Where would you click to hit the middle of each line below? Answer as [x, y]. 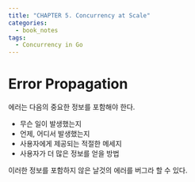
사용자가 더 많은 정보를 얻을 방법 [69, 154]
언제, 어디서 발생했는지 [55, 134]
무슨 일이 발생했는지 [50, 124]
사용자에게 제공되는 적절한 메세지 [71, 144]
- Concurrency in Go [49, 45]
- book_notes [37, 30]
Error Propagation [68, 84]
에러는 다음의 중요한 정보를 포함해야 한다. [72, 107]
